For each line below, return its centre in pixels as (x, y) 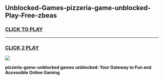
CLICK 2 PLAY (22, 48)
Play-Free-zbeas (31, 16)
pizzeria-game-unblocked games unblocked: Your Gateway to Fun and (78, 67)
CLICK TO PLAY (24, 30)
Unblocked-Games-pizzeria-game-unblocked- (78, 8)
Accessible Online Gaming (32, 72)
